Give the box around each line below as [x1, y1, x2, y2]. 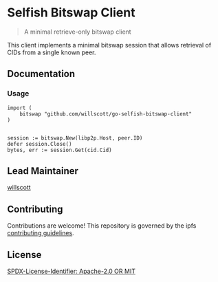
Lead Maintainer [7, 165, 79, 177]
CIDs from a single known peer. [7, 48, 96, 56]
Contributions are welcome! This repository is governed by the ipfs [7, 221, 197, 230]
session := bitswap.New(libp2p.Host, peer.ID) [7, 134, 143, 142]
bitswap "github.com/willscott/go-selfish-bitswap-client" [19, 110, 193, 118]
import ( [7, 105, 32, 111]
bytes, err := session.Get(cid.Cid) [7, 147, 112, 153]
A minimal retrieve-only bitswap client [23, 28, 132, 36]
